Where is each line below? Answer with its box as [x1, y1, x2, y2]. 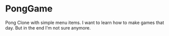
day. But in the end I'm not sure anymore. [5, 24, 91, 30]
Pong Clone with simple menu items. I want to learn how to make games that [5, 19, 164, 25]
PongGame [5, 3, 53, 14]
